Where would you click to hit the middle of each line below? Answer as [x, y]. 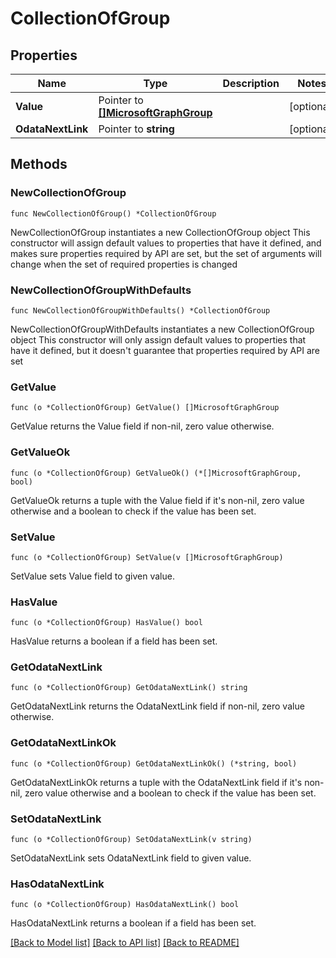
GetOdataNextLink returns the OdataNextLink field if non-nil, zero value [157, 706]
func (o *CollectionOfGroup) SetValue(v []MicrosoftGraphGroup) [147, 557]
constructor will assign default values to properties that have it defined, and [166, 243]
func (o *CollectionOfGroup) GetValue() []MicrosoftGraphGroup [145, 408]
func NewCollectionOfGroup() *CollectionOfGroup [113, 213]
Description [251, 83]
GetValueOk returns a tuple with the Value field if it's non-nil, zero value [157, 500]
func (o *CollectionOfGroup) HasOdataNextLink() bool [125, 905]
